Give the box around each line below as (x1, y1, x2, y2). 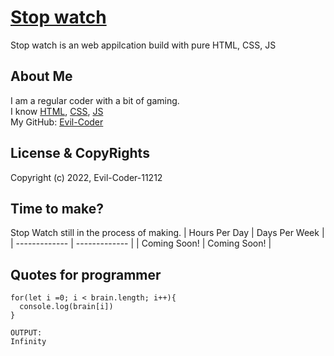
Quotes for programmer (10, 266, 162, 283)
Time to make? (10, 200, 105, 217)
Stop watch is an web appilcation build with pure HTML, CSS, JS (10, 39, 277, 51)
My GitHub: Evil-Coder (10, 116, 104, 128)
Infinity (10, 337, 47, 347)
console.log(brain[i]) (19, 302, 114, 312)
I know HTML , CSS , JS (10, 105, 104, 117)
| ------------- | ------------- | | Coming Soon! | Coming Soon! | (10, 237, 272, 250)
